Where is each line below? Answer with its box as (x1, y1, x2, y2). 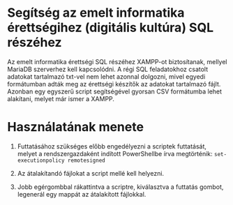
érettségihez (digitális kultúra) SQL (7, 20, 214, 36)
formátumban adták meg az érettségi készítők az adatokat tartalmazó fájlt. (7, 79, 221, 88)
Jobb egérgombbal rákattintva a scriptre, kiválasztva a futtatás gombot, (17, 183, 224, 191)
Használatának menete (7, 119, 144, 135)
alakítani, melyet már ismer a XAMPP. (7, 94, 115, 102)
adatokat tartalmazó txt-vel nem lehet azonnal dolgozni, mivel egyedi (7, 72, 206, 81)
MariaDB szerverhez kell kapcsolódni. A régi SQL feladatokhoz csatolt (7, 65, 209, 73)
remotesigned (67, 157, 106, 164)
